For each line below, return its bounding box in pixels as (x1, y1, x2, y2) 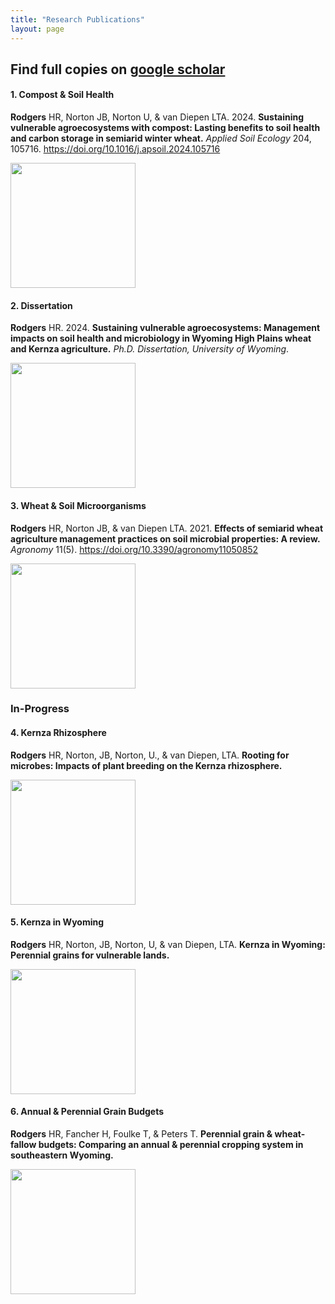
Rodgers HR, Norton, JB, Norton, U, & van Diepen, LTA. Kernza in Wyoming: (10, 938, 326, 950)
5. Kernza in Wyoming (10, 916, 105, 928)
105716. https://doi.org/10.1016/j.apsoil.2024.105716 (10, 143, 221, 155)
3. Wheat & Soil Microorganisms (10, 499, 147, 511)
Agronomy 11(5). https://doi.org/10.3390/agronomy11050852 (10, 543, 259, 555)
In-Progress (10, 702, 70, 716)
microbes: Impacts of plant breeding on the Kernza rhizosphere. (10, 759, 283, 771)
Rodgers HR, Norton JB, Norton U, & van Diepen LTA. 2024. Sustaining (10, 111, 305, 123)
